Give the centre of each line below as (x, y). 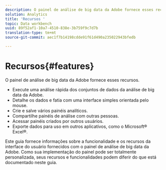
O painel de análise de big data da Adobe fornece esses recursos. (72, 80)
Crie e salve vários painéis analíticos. (50, 111)
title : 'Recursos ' (25, 19)
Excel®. (20, 131)
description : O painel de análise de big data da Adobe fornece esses (79, 10)
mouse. (20, 105)
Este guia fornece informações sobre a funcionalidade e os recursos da (78, 141)
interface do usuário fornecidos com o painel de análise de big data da (77, 146)
